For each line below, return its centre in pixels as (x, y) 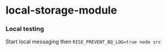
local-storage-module (62, 10)
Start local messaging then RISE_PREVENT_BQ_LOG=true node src (83, 42)
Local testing (25, 29)
